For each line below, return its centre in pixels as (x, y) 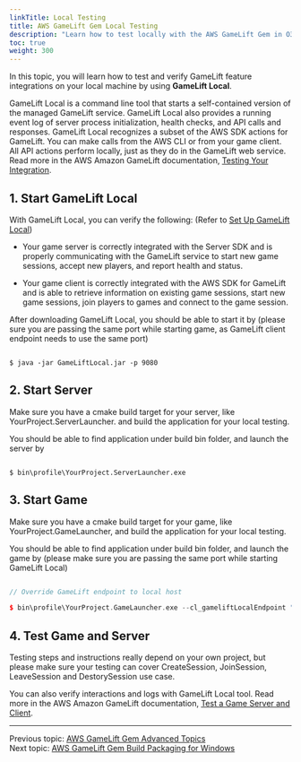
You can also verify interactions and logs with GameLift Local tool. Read (142, 694)
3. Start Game (48, 500)
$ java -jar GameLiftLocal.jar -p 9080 (84, 363)
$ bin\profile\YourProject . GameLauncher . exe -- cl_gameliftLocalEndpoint (148, 608)
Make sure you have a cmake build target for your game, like (121, 522)
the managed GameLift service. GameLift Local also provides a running (140, 113)
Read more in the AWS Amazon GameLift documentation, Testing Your (139, 160)
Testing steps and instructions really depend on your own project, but (138, 658)
